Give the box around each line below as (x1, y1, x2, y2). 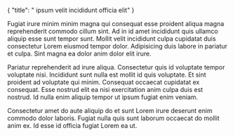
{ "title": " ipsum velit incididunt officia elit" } (7, 6, 135, 14)
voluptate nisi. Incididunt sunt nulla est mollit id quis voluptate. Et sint (7, 70, 207, 79)
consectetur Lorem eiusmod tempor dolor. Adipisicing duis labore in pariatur (7, 42, 228, 50)
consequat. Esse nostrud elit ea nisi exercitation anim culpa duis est (7, 86, 203, 93)
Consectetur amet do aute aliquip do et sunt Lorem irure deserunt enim (7, 107, 213, 115)
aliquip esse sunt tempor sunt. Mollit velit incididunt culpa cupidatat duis (7, 34, 216, 43)
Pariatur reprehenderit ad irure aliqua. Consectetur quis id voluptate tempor (7, 63, 226, 71)
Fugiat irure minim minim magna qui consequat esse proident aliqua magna (7, 20, 224, 27)
